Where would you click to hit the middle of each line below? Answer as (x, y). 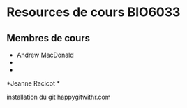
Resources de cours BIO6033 (93, 12)
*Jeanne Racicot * (33, 83)
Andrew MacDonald (45, 55)
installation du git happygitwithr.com (59, 97)
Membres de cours (48, 38)
